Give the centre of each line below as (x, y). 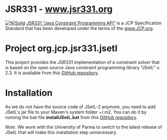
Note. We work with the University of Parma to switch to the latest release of (84, 127)
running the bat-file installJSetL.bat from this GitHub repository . (72, 117)
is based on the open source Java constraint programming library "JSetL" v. (83, 67)
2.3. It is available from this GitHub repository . (52, 73)
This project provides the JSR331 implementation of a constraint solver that (83, 62)
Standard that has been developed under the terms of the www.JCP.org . (80, 28)
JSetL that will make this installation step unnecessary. (61, 132)
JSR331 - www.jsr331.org (59, 9)
